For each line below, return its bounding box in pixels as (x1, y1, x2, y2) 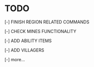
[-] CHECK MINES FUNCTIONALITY (4, 28, 76, 34)
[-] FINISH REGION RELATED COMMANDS (4, 19, 90, 25)
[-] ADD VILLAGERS (4, 47, 44, 53)
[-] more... (4, 56, 25, 62)
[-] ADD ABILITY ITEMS (4, 37, 52, 44)
